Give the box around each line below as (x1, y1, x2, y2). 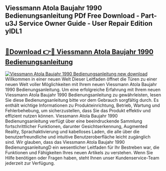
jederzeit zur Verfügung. (5, 160, 55, 166)
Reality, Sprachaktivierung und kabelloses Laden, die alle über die (5, 128, 140, 134)
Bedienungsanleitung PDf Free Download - (5, 12, 140, 20)
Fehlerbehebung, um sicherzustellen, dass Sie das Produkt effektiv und (5, 108, 151, 113)
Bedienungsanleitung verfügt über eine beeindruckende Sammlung (5, 118, 142, 124)
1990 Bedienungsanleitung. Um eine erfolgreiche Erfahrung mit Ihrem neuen (5, 86, 161, 92)
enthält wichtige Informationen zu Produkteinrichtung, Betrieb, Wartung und (5, 102, 160, 108)
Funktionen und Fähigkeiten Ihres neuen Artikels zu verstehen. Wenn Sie (5, 150, 153, 155)
